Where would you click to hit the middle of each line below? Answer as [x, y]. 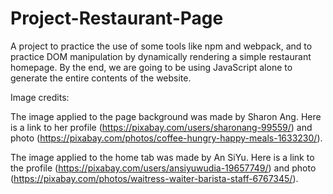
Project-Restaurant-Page [117, 18]
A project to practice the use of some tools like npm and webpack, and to [161, 46]
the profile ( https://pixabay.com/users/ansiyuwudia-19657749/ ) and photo [163, 168]
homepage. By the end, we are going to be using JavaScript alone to [151, 67]
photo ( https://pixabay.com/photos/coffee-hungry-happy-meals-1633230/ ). [166, 138]
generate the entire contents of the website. [101, 78]
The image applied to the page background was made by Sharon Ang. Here [166, 116]
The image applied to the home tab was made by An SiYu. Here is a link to [162, 157]
